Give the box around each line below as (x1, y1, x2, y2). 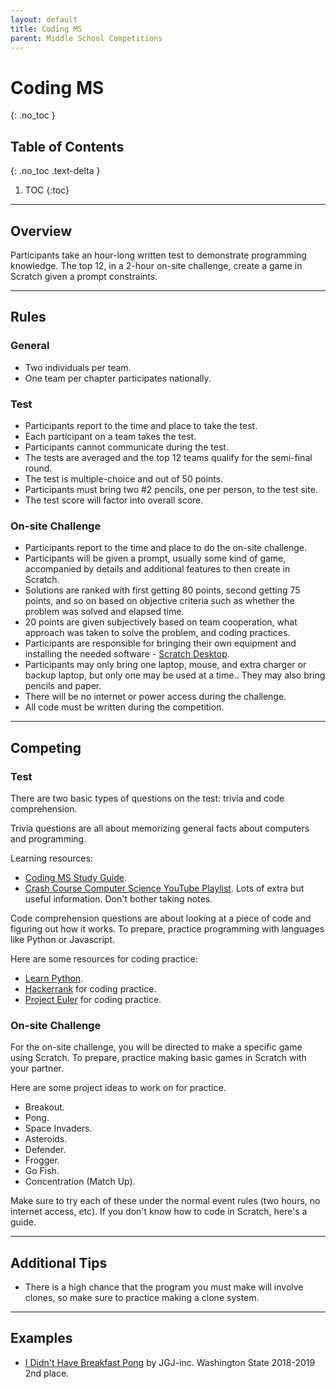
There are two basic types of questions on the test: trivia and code (10, 792, 285, 804)
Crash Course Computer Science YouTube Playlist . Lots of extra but (24, 882, 305, 894)
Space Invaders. (24, 1122, 93, 1135)
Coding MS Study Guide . (24, 871, 127, 883)
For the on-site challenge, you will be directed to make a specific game (10, 1041, 303, 1053)
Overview (10, 222, 73, 240)
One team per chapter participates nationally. (24, 372, 212, 384)
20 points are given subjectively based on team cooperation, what (24, 616, 298, 628)
